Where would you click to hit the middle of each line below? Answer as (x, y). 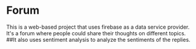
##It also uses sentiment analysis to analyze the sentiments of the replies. (98, 39)
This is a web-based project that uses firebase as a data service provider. (98, 27)
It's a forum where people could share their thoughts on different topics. (96, 33)
